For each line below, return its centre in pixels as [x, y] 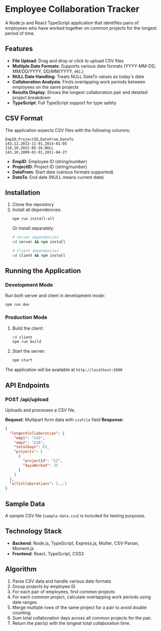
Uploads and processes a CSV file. [40, 410]
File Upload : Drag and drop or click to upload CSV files [68, 61]
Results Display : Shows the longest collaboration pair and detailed [80, 92]
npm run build [27, 342]
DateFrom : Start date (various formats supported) [63, 172]
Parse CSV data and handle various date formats [62, 581]
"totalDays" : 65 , [32, 447]
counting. [22, 612]
